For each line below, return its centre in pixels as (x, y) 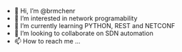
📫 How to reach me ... (47, 41)
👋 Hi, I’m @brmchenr (45, 11)
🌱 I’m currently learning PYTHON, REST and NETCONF (95, 26)
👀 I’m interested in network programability (76, 18)
